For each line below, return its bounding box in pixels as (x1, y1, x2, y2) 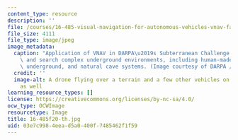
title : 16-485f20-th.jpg (7, 115, 81, 122)
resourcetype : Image (7, 109, 69, 116)
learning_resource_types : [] (7, 89, 93, 96)
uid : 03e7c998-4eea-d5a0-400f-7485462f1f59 (7, 122, 138, 129)
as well (20, 83, 42, 90)
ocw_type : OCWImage (7, 103, 65, 110)
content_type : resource (7, 10, 78, 18)
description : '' (7, 17, 55, 24)
